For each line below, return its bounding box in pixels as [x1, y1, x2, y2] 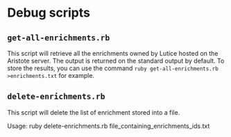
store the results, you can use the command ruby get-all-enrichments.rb [7, 64, 219, 72]
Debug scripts [7, 5, 90, 21]
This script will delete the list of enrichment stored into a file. [7, 108, 180, 116]
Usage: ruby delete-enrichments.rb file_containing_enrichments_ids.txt [7, 122, 210, 130]
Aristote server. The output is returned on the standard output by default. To [7, 57, 225, 65]
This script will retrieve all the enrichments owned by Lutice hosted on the [7, 49, 219, 57]
